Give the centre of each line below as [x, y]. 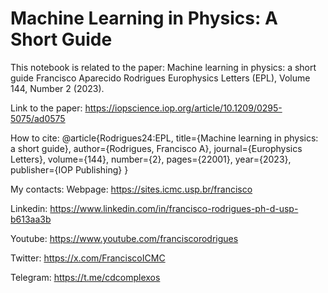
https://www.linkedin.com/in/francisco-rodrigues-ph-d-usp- [174, 208]
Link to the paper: [46, 108]
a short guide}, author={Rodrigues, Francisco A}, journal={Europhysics [156, 148]
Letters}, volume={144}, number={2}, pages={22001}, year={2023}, [151, 159]
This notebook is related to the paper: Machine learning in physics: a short [163, 67]
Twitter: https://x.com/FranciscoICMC [88, 258]
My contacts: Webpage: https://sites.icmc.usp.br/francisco [131, 189]
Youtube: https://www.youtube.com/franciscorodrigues [124, 238]
